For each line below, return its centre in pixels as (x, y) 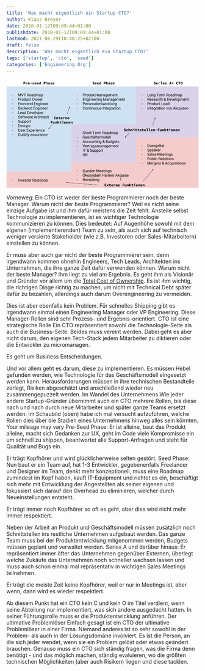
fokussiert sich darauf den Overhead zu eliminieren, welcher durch (90, 491)
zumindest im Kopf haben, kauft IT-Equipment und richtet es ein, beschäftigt (102, 478)
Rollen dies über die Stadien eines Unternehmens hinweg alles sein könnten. (103, 421)
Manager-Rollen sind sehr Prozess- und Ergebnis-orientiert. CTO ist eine (98, 319)
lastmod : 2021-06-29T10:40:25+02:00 (53, 39)
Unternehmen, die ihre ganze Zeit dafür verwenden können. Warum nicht (98, 268)
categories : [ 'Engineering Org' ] (49, 64)
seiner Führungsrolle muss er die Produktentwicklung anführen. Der (92, 616)
